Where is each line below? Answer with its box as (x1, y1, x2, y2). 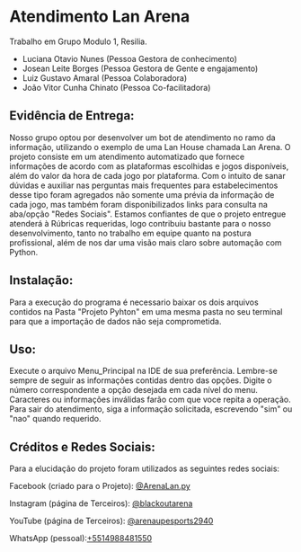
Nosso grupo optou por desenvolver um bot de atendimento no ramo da (9, 132, 276, 143)
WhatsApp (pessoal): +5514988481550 (9, 533, 153, 544)
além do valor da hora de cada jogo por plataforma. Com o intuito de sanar (9, 170, 286, 181)
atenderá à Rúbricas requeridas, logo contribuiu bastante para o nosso (9, 218, 271, 228)
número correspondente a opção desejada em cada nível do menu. (9, 385, 258, 396)
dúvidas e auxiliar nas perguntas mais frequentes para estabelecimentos (9, 180, 279, 191)
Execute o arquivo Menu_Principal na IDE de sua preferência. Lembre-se (9, 366, 279, 377)
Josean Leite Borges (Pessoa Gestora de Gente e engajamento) (22, 63, 259, 74)
